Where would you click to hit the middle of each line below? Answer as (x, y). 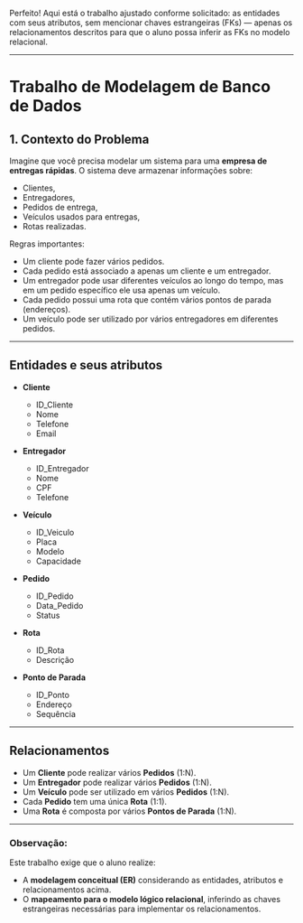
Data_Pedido (60, 605)
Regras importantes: (47, 244)
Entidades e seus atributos (86, 365)
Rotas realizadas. (55, 226)
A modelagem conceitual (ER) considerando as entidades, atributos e (153, 880)
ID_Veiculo (55, 532)
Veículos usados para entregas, (81, 217)
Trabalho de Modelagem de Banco (140, 87)
